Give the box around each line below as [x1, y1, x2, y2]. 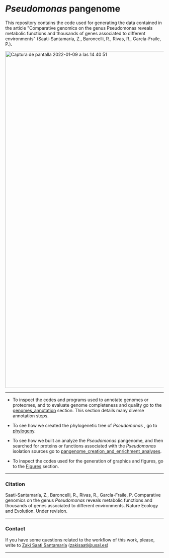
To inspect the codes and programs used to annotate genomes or [12, 397, 149, 403]
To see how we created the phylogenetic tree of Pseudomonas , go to [12, 422, 157, 428]
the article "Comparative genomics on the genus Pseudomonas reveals [5, 25, 153, 31]
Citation [5, 481, 25, 488]
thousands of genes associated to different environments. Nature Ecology [5, 503, 158, 509]
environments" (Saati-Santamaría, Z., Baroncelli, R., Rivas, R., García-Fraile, [5, 36, 161, 42]
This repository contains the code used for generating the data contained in [5, 20, 162, 26]
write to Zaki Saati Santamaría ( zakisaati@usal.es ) [5, 542, 109, 548]
